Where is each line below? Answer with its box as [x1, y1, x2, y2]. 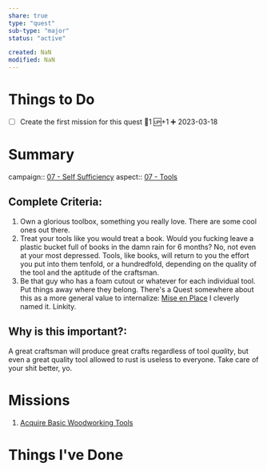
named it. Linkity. [19, 301, 77, 311]
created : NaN [8, 49, 52, 57]
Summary [8, 146, 74, 164]
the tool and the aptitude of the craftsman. [19, 268, 160, 277]
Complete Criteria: [8, 195, 102, 209]
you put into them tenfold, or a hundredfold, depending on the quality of [19, 259, 257, 268]
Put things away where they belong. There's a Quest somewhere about [19, 284, 254, 294]
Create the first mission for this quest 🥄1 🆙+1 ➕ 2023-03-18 [19, 117, 218, 127]
